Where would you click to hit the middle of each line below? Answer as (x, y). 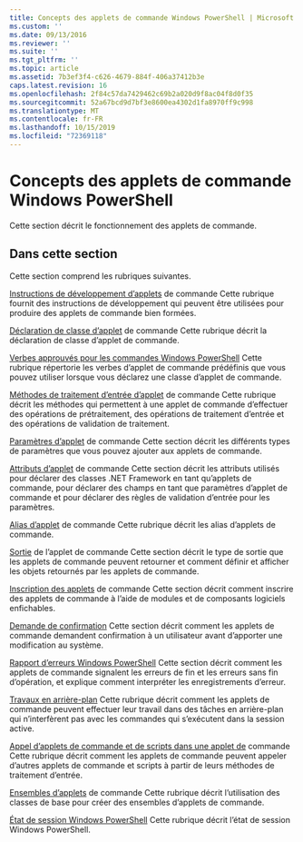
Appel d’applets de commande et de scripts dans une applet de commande (150, 746)
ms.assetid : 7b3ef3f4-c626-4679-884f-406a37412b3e (107, 77)
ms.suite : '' (34, 52)
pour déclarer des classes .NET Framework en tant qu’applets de (131, 478)
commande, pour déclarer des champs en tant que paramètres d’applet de (149, 488)
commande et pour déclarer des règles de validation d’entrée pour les (140, 497)
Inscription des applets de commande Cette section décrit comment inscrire (151, 589)
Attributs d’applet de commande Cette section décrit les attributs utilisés (144, 468)
